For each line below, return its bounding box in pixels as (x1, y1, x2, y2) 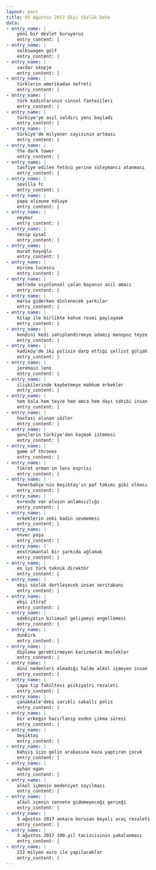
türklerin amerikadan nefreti (17, 81, 92, 87)
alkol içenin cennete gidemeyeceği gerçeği (17, 799, 127, 805)
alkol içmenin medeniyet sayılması (17, 783, 105, 789)
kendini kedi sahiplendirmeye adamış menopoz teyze (17, 332, 148, 338)
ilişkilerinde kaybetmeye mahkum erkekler (17, 381, 124, 388)
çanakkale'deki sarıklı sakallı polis (17, 699, 113, 705)
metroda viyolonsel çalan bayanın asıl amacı (17, 281, 132, 287)
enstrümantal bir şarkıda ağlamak (17, 548, 102, 554)
